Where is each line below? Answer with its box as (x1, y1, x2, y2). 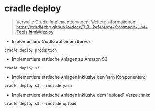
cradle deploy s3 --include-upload (4, 101, 77, 106)
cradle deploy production (4, 48, 57, 53)
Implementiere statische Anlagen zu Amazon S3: (11, 56, 109, 62)
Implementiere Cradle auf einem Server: (11, 38, 92, 44)
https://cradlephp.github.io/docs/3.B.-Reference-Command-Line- (16, 24, 148, 29)
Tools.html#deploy (16, 29, 54, 35)
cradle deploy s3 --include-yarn (4, 83, 72, 88)
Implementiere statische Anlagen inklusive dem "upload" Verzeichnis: (11, 92, 151, 97)
